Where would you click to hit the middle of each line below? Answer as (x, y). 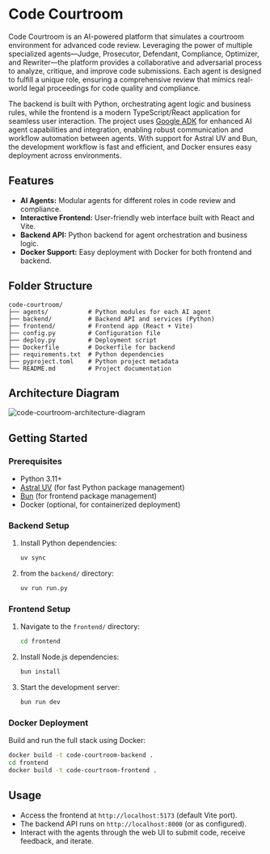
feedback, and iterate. (57, 841)
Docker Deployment (49, 723)
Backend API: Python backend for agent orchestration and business (134, 235)
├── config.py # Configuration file (84, 333)
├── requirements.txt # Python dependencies (86, 354)
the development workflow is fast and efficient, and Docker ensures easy (130, 147)
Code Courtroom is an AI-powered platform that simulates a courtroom (127, 36)
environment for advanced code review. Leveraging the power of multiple (131, 45)
